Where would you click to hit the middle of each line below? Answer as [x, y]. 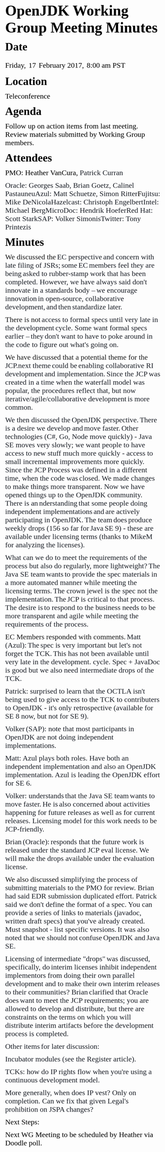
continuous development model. [52, 1080]
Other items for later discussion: [52, 1046]
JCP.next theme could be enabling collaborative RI [79, 366]
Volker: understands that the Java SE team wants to [80, 796]
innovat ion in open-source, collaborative [65, 298]
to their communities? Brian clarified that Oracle [77, 992]
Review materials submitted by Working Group [75, 135]
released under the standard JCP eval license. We [77, 850]
